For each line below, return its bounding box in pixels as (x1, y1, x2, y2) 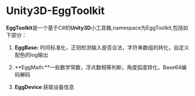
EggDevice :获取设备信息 (14, 83, 75, 90)
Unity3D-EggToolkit (6, 4, 105, 18)
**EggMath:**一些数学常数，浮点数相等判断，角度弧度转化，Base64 (14, 63, 182, 71)
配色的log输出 (14, 51, 49, 58)
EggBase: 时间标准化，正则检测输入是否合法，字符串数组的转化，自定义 (14, 44, 190, 51)
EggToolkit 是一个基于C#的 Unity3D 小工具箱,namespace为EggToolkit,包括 (6, 24, 184, 31)
